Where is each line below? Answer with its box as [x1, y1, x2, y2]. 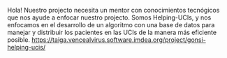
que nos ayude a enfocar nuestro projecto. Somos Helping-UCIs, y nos [7, 13, 212, 22]
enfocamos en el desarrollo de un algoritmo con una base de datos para [7, 21, 215, 29]
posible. [7, 36, 30, 44]
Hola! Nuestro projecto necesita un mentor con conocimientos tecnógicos [7, 6, 220, 14]
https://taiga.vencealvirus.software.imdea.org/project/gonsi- [31, 36, 206, 44]
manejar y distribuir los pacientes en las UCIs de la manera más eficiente [7, 28, 217, 36]
